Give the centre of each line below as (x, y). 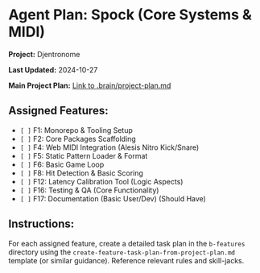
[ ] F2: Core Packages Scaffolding (78, 139)
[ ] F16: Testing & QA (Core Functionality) (89, 190)
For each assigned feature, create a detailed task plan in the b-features (127, 243)
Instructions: (41, 224)
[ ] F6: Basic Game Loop (62, 164)
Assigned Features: (58, 111)
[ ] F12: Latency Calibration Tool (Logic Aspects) (101, 181)
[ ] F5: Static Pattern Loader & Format (84, 155)
